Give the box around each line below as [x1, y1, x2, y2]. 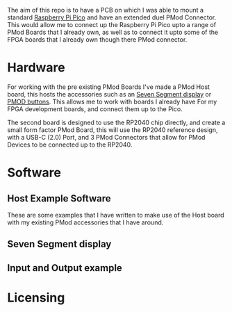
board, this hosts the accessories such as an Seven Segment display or [7, 90, 212, 98]
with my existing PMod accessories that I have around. [7, 218, 164, 227]
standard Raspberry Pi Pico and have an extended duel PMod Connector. [7, 13, 217, 22]
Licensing [7, 290, 65, 305]
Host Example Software [7, 192, 111, 204]
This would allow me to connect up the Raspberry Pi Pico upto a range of [7, 21, 217, 28]
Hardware [7, 60, 65, 76]
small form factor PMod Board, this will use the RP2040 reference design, [7, 125, 218, 134]
